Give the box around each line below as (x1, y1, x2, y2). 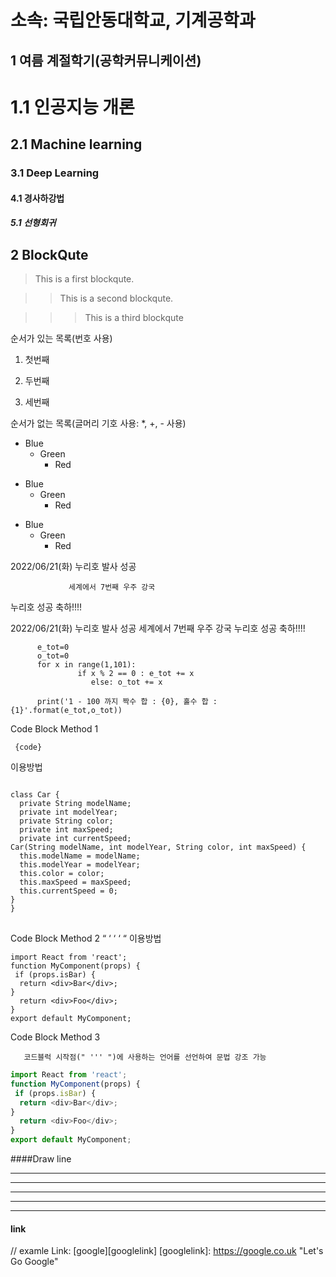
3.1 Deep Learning (10, 166, 100, 180)
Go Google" (10, 1256, 59, 1268)
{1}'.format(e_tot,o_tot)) (10, 706, 123, 716)
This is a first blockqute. (34, 273, 135, 285)
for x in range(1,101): (36, 660, 137, 670)
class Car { (10, 790, 60, 800)
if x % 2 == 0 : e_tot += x (77, 669, 195, 679)
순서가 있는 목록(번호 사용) (10, 332, 113, 345)
